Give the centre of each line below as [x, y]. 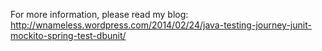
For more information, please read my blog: [99, 14]
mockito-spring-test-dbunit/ [68, 35]
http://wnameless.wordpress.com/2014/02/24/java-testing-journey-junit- [161, 25]
